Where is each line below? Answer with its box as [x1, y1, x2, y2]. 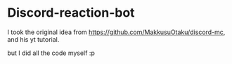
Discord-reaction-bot [7, 5, 135, 21]
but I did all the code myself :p [7, 49, 95, 57]
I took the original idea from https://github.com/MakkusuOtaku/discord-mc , [7, 28, 226, 36]
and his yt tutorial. [7, 35, 60, 43]
